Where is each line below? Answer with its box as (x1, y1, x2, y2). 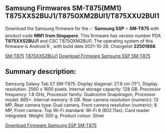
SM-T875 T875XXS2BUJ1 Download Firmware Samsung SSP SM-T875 (5, 52, 151, 59)
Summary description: (5, 67, 76, 76)
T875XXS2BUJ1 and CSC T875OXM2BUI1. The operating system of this (5, 37, 154, 44)
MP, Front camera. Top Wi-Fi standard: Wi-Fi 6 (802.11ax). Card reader (5, 107, 150, 113)
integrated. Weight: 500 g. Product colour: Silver (5, 112, 105, 118)
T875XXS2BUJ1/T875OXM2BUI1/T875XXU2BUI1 (5, 12, 160, 20)
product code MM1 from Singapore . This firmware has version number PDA (5, 32, 161, 38)
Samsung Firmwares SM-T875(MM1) (5, 4, 122, 12)
